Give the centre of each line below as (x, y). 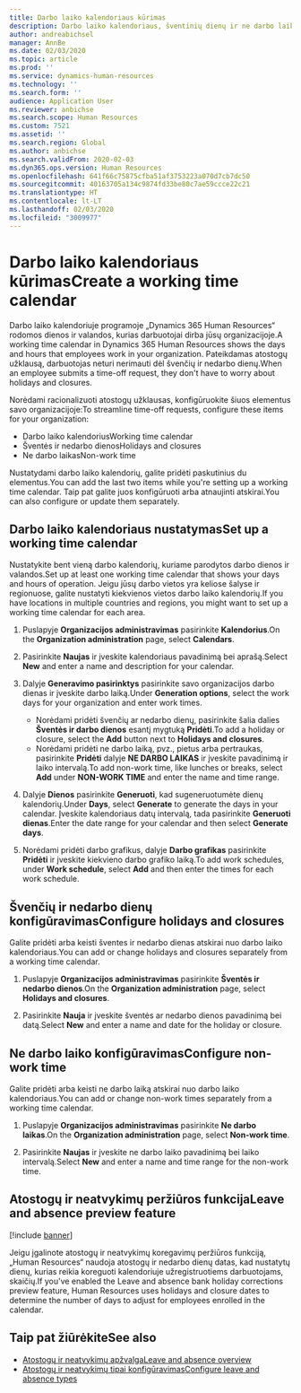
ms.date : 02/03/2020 (48, 51)
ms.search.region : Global (57, 143)
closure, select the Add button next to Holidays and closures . (150, 739)
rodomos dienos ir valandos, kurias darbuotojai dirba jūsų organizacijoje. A (146, 335)
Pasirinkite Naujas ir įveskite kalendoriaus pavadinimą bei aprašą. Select (155, 657)
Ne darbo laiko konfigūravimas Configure (125, 1053)
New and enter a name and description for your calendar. (128, 666)
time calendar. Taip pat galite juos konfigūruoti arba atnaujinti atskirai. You (144, 492)
